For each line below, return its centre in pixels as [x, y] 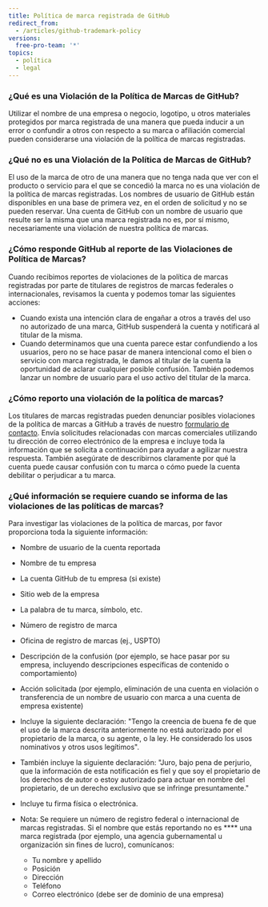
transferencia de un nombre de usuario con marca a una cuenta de [130, 698]
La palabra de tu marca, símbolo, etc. [81, 609]
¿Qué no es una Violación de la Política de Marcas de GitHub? [130, 160]
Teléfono [46, 886]
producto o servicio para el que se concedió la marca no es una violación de [134, 186]
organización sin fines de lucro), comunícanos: [97, 845]
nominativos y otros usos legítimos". [80, 747]
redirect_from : [34, 23]
